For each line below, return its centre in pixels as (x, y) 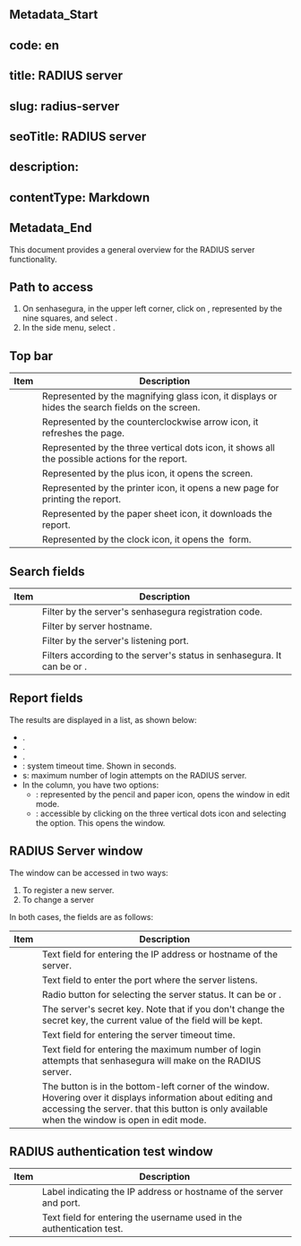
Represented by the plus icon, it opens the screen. (147, 474)
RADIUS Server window (76, 851)
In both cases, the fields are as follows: (82, 916)
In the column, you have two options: (90, 785)
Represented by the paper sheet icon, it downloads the (157, 514)
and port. (61, 1203)
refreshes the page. (83, 434)
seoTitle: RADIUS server (78, 137)
